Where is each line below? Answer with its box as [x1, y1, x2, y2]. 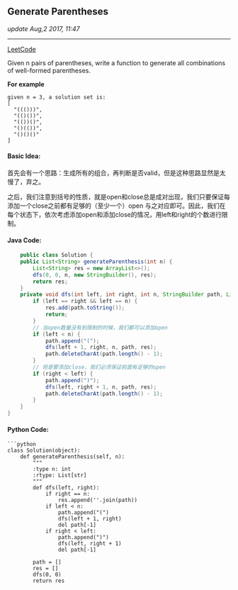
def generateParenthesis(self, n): [20, 453, 125, 460]
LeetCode [7, 45, 37, 53]
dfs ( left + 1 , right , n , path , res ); [45, 344, 157, 351]
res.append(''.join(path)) [57, 496, 138, 504]
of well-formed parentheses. [7, 66, 91, 74]
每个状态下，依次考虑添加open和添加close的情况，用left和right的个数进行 [7, 211, 222, 219]
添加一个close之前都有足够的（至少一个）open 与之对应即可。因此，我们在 [7, 201, 226, 210]
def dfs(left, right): [33, 484, 100, 491]
